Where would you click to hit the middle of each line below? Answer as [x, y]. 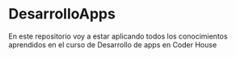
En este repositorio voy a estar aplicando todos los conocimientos [118, 36]
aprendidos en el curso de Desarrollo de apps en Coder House [113, 44]
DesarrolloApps [62, 14]
